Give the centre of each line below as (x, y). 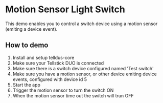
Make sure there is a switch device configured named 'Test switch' (83, 68)
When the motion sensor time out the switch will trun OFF (73, 95)
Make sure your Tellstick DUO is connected (58, 63)
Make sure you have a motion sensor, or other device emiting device (85, 74)
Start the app (27, 85)
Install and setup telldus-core (43, 57)
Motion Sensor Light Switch (65, 9)
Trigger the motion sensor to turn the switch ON (63, 90)
